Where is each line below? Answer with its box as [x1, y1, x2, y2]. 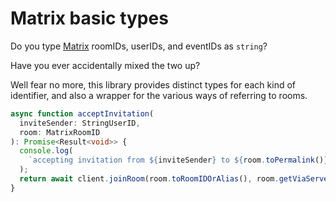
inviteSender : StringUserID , [19, 118, 141, 128]
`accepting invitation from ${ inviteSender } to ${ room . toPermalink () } [28, 155, 329, 166]
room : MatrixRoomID [19, 127, 101, 137]
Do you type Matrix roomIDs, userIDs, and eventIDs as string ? [10, 40, 268, 52]
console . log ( [19, 146, 74, 156]
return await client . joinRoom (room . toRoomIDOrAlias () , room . [19, 174, 280, 184]
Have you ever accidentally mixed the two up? [10, 59, 201, 71]
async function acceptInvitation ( [10, 108, 155, 119]
